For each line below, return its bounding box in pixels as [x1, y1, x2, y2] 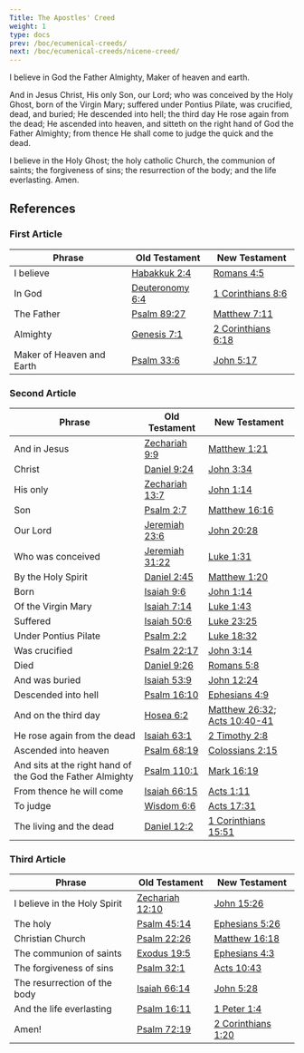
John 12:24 [207, 674, 259, 687]
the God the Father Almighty [14, 770, 134, 783]
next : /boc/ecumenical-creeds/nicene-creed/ [9, 47, 180, 56]
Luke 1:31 [207, 551, 252, 563]
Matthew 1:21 [207, 443, 269, 455]
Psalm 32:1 [137, 962, 185, 975]
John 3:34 [207, 463, 252, 476]
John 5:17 [213, 354, 258, 366]
